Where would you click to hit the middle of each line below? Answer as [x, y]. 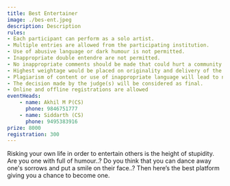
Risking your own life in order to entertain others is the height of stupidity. [111, 154]
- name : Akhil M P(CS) [52, 103]
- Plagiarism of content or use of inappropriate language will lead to [113, 77]
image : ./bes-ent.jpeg [39, 20]
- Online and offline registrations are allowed [78, 90]
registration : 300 [33, 134]
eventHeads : [24, 96]
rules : [16, 32]
